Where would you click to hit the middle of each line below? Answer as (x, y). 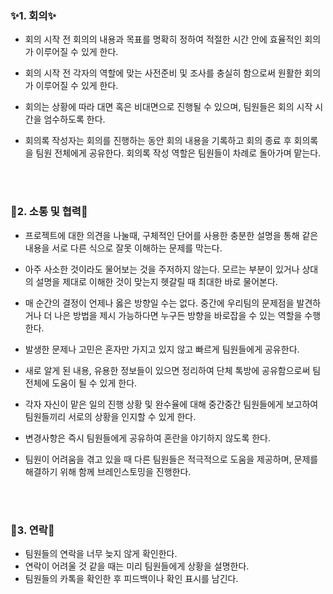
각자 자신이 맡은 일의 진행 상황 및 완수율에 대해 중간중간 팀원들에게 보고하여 (171, 404)
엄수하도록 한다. (74, 119)
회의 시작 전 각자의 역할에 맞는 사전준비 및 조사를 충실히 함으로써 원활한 (163, 73)
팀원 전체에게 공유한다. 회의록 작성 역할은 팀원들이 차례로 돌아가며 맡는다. (178, 153)
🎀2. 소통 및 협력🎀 (49, 212)
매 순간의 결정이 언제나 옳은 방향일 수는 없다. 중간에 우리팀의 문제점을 (159, 303)
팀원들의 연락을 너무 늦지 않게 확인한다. (101, 553)
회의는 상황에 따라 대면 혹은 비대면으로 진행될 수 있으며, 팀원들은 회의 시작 (168, 107)
